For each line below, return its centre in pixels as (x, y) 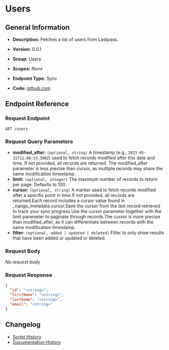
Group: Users (27, 59)
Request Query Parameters (39, 142)
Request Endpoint (27, 118)
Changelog (23, 325)
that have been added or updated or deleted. (59, 238)
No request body (23, 262)
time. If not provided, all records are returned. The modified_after (80, 163)
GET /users (17, 129)
